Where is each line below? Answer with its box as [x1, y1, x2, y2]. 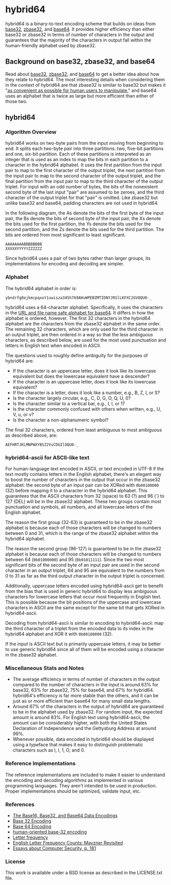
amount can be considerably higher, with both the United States [12, 720, 147, 726]
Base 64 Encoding [12, 823, 52, 830]
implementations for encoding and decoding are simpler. [5, 261, 125, 267]
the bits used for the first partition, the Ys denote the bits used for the [5, 221, 151, 227]
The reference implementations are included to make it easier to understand [5, 772, 165, 778]
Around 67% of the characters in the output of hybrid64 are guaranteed [12, 703, 164, 709]
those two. [5, 98, 28, 104]
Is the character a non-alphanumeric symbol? [12, 417, 109, 423]
